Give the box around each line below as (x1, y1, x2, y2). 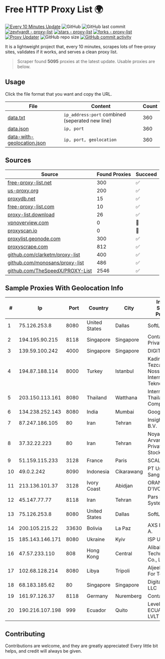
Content (91, 103, 111, 109)
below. (17, 64, 31, 69)
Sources (5, 156, 31, 165)
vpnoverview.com (7, 219, 49, 226)
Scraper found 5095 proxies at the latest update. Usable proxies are (17, 58, 156, 64)
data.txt (7, 114, 26, 121)
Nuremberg (115, 592, 142, 599)
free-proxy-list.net (7, 179, 52, 186)
